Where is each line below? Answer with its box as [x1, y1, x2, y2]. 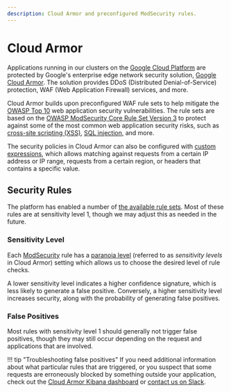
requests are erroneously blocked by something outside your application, [7, 370, 216, 378]
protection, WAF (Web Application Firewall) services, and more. [7, 85, 189, 94]
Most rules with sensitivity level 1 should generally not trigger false [7, 327, 198, 335]
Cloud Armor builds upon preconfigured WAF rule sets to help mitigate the [7, 99, 220, 107]
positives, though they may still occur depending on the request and [7, 334, 203, 343]
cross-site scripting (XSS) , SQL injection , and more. [7, 128, 155, 136]
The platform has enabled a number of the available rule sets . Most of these [7, 203, 224, 211]
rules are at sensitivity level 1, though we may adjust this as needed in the [7, 210, 217, 219]
